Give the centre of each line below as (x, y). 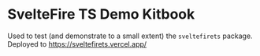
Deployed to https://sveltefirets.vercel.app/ (77, 44)
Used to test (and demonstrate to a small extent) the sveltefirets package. (130, 36)
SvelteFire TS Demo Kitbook (101, 14)
